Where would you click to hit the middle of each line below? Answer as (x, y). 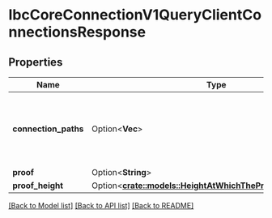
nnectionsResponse (77, 32)
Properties (36, 62)
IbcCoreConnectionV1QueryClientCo (135, 15)
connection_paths (48, 129)
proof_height (38, 186)
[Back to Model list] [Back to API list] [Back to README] (101, 205)
